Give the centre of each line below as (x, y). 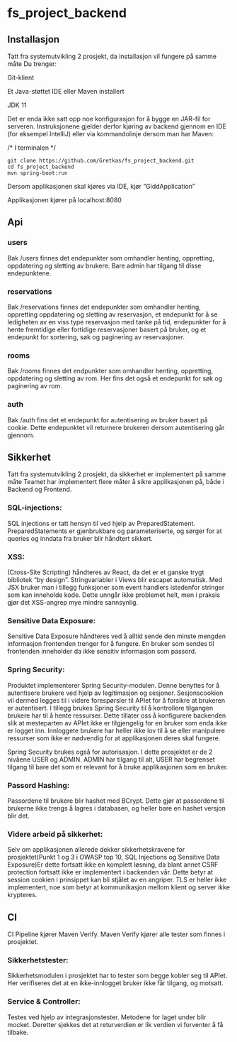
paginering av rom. (35, 386)
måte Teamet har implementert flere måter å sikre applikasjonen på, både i (116, 482)
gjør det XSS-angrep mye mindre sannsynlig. (73, 602)
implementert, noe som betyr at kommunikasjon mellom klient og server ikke (118, 887)
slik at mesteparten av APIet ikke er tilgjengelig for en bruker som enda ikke (117, 723)
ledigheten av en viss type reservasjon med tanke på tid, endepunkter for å (117, 322)
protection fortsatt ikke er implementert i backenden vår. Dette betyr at (110, 872)
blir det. (18, 816)
